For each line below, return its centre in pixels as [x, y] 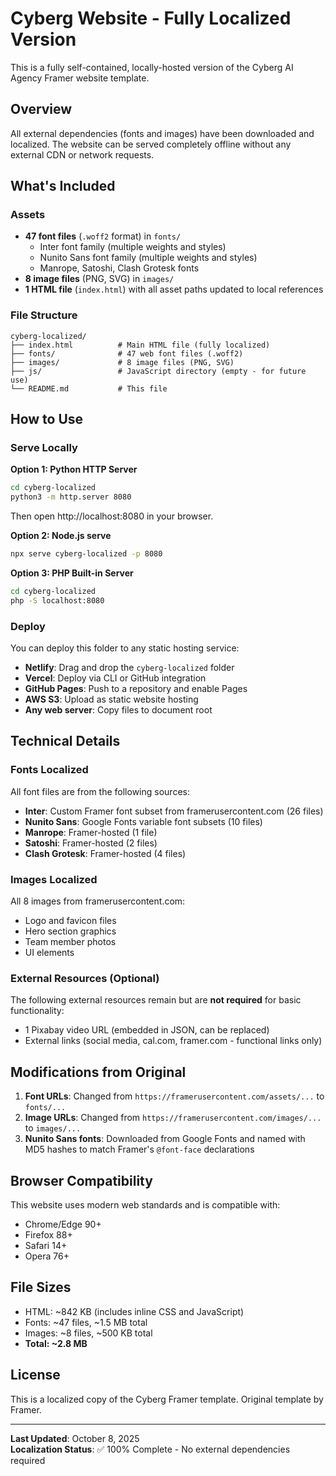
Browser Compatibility [81, 1180]
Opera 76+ [47, 1256]
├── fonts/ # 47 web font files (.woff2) [127, 353]
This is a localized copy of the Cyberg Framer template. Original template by [167, 1399]
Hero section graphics [70, 931]
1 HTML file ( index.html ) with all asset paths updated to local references [174, 289]
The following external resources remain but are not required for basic [156, 1000]
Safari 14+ [46, 1245]
